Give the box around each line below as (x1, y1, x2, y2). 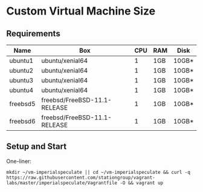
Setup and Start (6, 141, 67, 152)
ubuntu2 (9, 67, 34, 74)
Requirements (6, 28, 60, 39)
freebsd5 (9, 100, 36, 108)
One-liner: (6, 157, 32, 165)
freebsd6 (9, 117, 36, 125)
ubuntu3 (9, 76, 34, 84)
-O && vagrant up (120, 180, 164, 186)
